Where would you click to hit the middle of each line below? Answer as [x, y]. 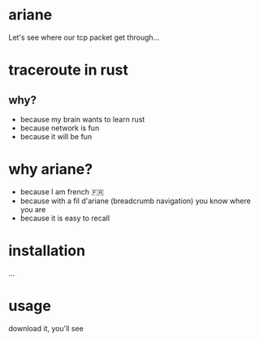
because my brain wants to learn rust [82, 119]
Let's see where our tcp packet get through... [84, 37]
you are [33, 209]
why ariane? [51, 170]
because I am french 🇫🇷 [62, 191]
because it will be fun [56, 136]
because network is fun [60, 128]
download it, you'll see [46, 328]
